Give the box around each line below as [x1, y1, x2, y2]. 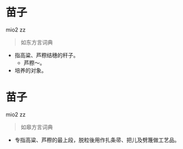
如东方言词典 [20, 38, 53, 46]
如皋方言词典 [20, 123, 53, 131]
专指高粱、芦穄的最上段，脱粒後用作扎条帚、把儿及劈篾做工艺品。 [14, 136, 180, 144]
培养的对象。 [14, 66, 47, 74]
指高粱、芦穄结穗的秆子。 [14, 51, 79, 58]
